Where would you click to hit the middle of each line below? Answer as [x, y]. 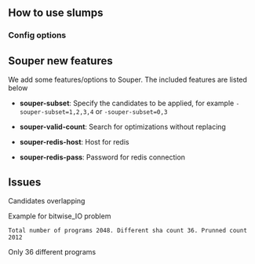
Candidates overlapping [47, 200]
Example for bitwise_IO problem [60, 216]
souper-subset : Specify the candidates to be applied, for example [127, 103]
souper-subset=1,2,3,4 [56, 112]
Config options [37, 35]
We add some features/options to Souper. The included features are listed [127, 80]
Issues [25, 182]
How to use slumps [56, 13]
